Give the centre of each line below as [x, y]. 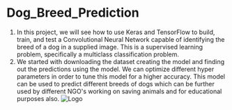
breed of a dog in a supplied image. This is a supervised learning [110, 47]
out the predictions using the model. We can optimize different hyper [115, 69]
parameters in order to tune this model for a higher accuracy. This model [121, 76]
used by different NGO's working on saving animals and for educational [119, 91]
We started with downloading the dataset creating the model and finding [121, 61]
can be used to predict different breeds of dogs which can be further [116, 84]
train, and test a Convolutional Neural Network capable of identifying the [121, 39]
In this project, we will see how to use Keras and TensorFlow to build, [116, 32]
